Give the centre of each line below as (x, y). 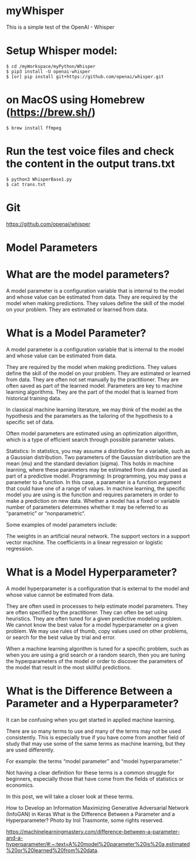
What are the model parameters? (88, 275)
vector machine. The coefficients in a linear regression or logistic (85, 542)
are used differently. (30, 750)
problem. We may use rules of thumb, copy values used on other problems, (97, 631)
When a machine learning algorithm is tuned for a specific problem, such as (98, 648)
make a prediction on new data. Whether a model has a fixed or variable (93, 500)
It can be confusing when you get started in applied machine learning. (91, 719)
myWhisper (35, 11)
